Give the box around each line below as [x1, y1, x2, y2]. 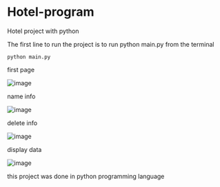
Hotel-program [7, 4, 94, 20]
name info [7, 92, 36, 100]
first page [7, 65, 35, 74]
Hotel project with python [7, 27, 79, 35]
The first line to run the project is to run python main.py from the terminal [7, 40, 214, 48]
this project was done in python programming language [7, 172, 165, 180]
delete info [7, 118, 38, 127]
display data [7, 145, 42, 153]
